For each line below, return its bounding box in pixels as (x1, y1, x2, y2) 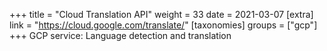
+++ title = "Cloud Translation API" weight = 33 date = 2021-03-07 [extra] (9, 9, 314, 20)
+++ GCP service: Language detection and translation (9, 30, 232, 41)
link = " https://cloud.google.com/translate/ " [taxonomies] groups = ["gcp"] (9, 19, 318, 31)
